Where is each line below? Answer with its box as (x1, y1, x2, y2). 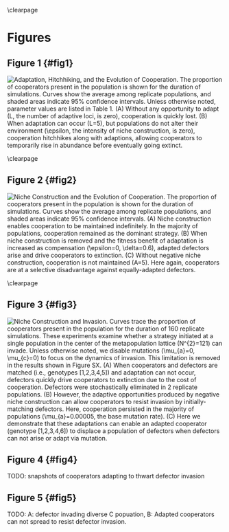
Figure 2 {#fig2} (7, 175, 77, 186)
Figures (7, 30, 51, 45)
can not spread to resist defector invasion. (7, 518, 127, 526)
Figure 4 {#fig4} (7, 454, 78, 466)
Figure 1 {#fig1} (7, 57, 74, 69)
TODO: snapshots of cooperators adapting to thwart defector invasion (7, 472, 205, 480)
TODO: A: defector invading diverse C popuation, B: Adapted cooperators (7, 510, 215, 518)
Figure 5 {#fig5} (7, 491, 77, 504)
